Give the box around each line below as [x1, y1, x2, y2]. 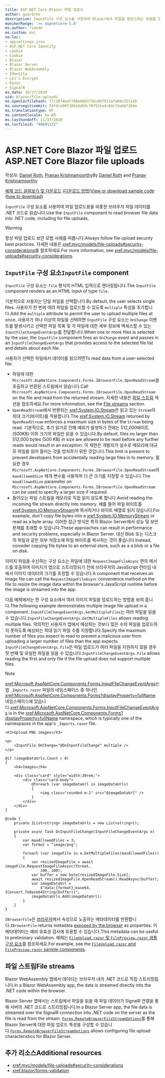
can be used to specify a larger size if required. [12, 489, 108, 495]
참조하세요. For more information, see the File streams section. [21, 401, 146, 407]
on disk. [12, 548, 28, 554]
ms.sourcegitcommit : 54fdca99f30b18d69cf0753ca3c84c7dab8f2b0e [5, 104, 137, 108]
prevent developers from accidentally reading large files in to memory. [12, 455, 155, 461]
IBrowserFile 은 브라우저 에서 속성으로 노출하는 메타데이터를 [5, 916, 120, 922]
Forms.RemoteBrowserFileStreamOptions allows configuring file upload [10, 1028, 151, 1034]
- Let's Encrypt [5, 76, 38, 81]
